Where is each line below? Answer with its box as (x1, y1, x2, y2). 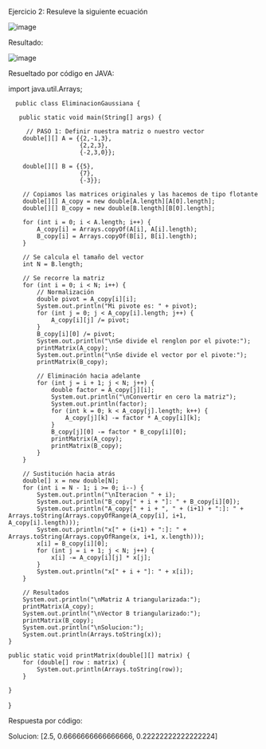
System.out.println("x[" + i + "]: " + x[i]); (37, 568, 194, 576)
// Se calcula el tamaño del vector (22, 253, 145, 261)
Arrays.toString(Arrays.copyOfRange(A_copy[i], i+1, (8, 512, 187, 520)
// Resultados (22, 588, 69, 596)
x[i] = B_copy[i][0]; (37, 540, 109, 548)
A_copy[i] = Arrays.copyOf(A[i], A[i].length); (37, 225, 198, 233)
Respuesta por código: (8, 716, 83, 725)
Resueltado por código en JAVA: (8, 69, 115, 78)
